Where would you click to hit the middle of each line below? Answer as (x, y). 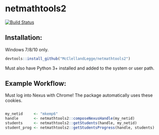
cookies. (14, 101)
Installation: (24, 38)
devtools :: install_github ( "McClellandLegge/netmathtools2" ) (68, 59)
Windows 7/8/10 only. (27, 49)
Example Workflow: (36, 84)
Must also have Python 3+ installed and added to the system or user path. (80, 68)
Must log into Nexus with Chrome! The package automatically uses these (79, 95)
